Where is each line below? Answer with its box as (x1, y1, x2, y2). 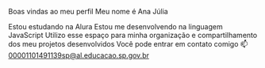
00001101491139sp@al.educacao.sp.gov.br (8, 51, 149, 60)
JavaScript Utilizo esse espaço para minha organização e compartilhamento (8, 31, 258, 40)
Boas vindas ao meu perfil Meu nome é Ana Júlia (8, 7, 168, 16)
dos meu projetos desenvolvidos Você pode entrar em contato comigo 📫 (8, 40, 248, 48)
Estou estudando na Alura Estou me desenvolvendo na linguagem (8, 22, 224, 31)
